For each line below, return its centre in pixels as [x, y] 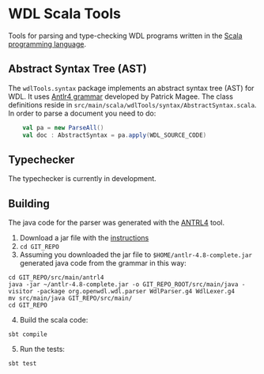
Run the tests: [42, 349]
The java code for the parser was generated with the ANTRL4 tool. [117, 223]
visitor [21, 292]
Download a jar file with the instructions [84, 238]
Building [29, 204]
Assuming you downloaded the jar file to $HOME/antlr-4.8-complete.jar [136, 255]
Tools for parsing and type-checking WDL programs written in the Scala [125, 36]
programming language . [47, 43]
